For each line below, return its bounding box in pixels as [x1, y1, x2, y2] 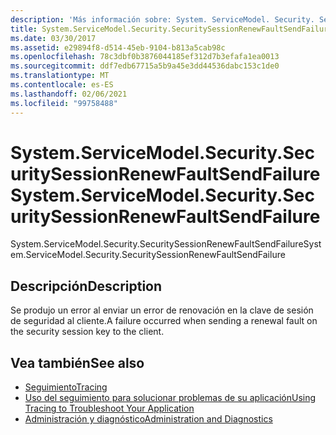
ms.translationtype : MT [10, 71, 110, 81]
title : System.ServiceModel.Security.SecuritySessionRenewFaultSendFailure [10, 24, 333, 34]
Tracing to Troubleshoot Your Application [24, 402, 195, 415]
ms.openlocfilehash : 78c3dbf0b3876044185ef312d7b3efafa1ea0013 [10, 52, 280, 62]
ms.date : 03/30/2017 [10, 33, 97, 43]
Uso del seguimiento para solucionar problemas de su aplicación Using [24, 392, 317, 404]
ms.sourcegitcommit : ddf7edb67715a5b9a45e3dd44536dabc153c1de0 [10, 61, 280, 71]
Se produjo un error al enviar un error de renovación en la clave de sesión [10, 304, 314, 316]
